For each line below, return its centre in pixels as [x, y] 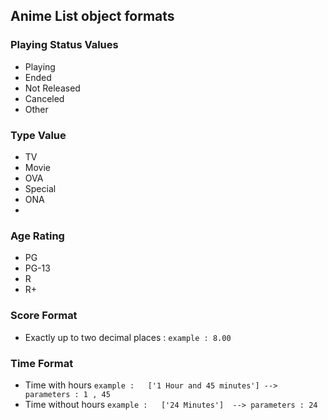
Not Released [52, 88]
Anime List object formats [92, 16]
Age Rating [37, 236]
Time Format [42, 363]
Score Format [44, 316]
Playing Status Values [64, 45]
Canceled [44, 98]
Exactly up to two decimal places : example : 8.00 [128, 337]
